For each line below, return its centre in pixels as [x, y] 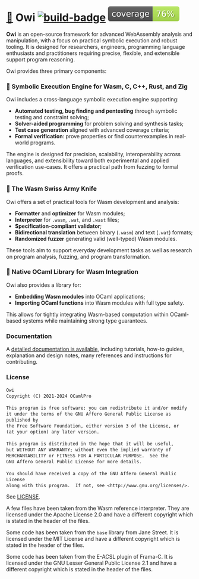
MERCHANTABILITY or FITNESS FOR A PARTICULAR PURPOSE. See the [87, 456]
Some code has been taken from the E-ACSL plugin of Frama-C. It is [90, 557]
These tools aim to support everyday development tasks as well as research [99, 250]
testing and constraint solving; [52, 117]
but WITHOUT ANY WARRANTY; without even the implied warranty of [89, 450]
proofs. [15, 174]
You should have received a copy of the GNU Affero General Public [91, 474]
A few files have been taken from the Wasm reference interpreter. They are [98, 508]
